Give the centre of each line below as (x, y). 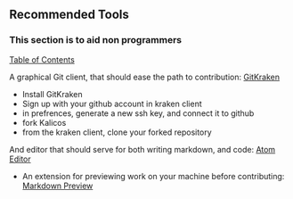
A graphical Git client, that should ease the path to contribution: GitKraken (145, 77)
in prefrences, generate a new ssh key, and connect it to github (138, 113)
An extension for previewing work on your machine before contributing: (153, 176)
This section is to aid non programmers (96, 40)
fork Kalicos (44, 122)
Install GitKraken (52, 94)
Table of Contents (42, 59)
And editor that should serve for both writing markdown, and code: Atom (142, 149)
